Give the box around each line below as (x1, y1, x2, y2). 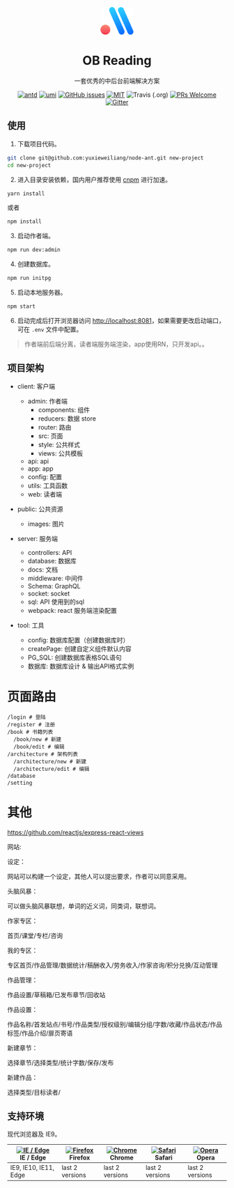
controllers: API (27, 548, 72, 556)
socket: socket (27, 589, 70, 597)
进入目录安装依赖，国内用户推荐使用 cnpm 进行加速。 (17, 175, 172, 184)
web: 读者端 (27, 490, 63, 498)
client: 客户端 (17, 382, 56, 390)
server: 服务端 (17, 534, 58, 542)
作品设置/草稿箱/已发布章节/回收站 (7, 990, 106, 999)
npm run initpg (7, 275, 52, 282)
